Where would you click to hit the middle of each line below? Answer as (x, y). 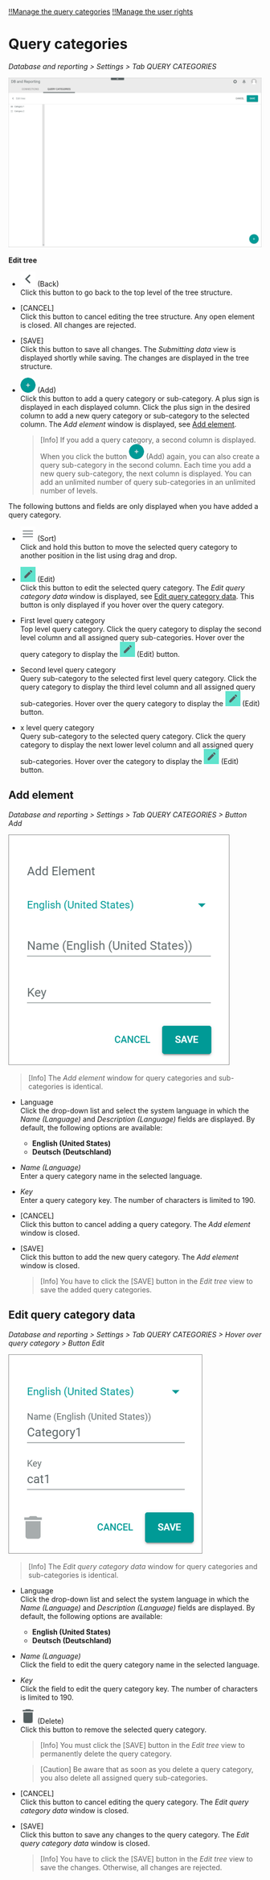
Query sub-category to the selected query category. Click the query (133, 737)
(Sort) (47, 539)
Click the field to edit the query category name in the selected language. (139, 1664)
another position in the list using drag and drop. (98, 556)
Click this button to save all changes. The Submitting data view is (128, 349)
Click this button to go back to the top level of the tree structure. (126, 292)
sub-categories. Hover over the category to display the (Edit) (129, 762)
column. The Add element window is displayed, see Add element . (128, 424)
